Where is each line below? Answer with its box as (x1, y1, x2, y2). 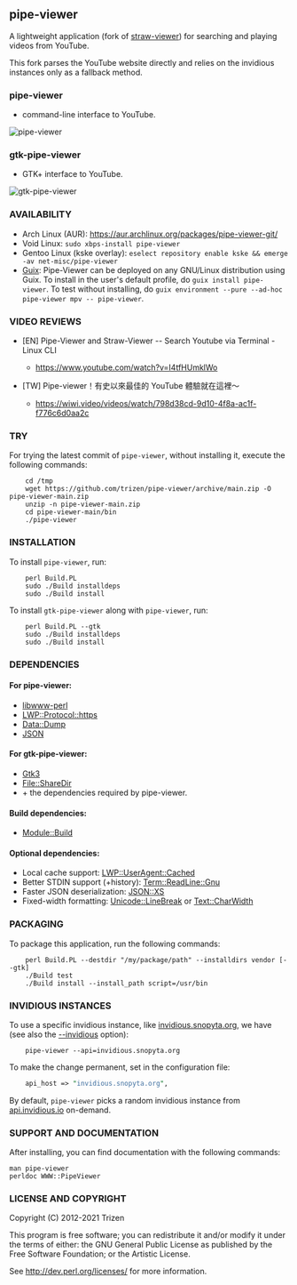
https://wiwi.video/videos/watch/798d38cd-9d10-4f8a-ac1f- (35, 398, 257, 408)
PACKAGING (9, 918, 64, 930)
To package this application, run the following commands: (9, 938, 221, 949)
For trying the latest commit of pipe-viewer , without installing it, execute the (9, 450, 285, 461)
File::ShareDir (21, 777, 73, 788)
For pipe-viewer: (9, 680, 73, 691)
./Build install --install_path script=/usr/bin (25, 978, 208, 988)
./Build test (25, 971, 74, 980)
